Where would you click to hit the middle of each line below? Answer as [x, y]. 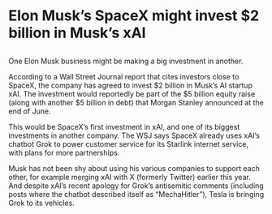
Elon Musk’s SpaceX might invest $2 [134, 16]
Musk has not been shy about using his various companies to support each [134, 168]
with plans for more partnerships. [64, 152]
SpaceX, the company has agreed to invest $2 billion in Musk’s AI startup [131, 85]
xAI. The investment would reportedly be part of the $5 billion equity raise [132, 94]
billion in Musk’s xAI [77, 33]
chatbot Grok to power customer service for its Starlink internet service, [129, 143]
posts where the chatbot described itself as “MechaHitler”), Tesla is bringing [136, 194]
